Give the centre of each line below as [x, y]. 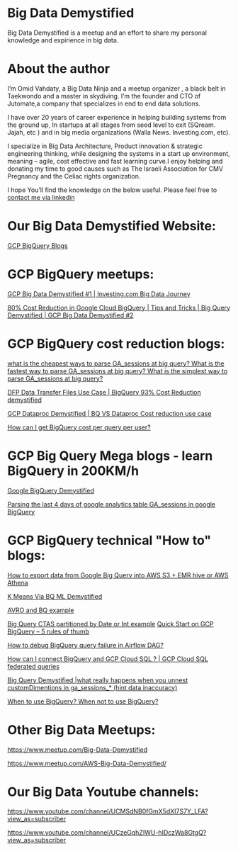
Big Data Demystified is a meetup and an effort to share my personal [107, 33]
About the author [59, 69]
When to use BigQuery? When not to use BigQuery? [83, 701]
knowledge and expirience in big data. [63, 40]
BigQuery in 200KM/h [73, 471]
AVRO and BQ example [41, 610]
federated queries [34, 666]
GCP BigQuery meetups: [81, 274]
